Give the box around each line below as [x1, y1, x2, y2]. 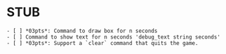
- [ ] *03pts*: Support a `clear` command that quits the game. [6, 39, 199, 46]
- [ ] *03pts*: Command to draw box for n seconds [6, 27, 158, 34]
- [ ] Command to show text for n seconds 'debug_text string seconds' [6, 33, 220, 41]
